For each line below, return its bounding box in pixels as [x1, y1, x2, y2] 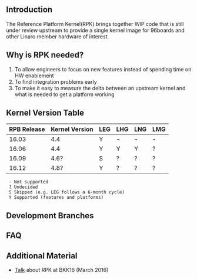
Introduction [6, 5, 53, 15]
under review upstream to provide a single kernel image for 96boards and [6, 27, 185, 34]
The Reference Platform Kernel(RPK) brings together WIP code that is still [6, 20, 184, 27]
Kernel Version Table [6, 108, 84, 118]
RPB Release [9, 125, 45, 133]
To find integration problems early [14, 78, 97, 85]
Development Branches [6, 211, 94, 221]
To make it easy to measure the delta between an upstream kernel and [14, 84, 186, 91]
